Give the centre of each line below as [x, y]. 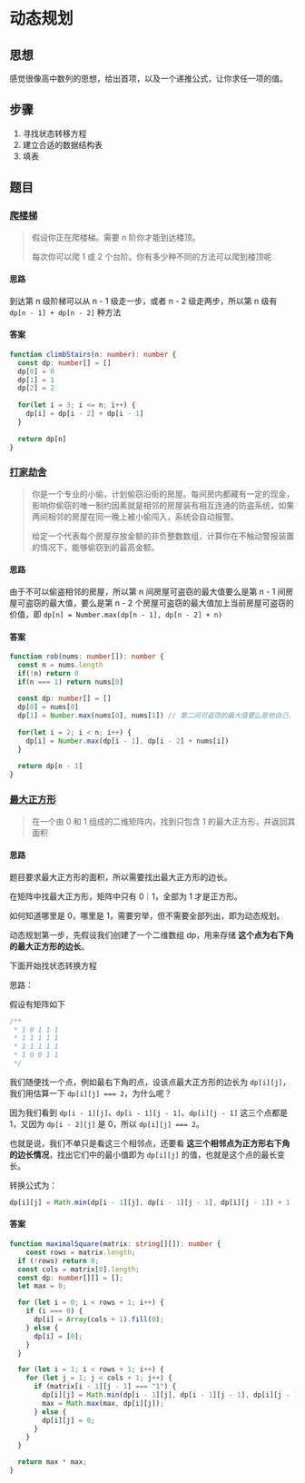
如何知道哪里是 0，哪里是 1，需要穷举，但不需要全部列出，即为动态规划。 [147, 915]
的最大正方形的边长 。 [49, 946]
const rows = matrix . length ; [81, 1252]
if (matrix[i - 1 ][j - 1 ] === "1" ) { [105, 1387]
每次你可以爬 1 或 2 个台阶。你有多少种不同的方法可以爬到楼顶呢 [152, 256]
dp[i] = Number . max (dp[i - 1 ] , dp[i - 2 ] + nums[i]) [128, 741]
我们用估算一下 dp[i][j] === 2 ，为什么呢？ [91, 1093]
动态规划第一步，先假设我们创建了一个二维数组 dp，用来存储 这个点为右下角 [152, 934]
